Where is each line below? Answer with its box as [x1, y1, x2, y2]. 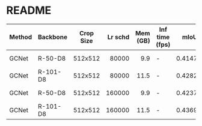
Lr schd [107, 32, 130, 41]
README [6, 4, 52, 17]
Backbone [38, 32, 68, 41]
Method [9, 32, 32, 41]
